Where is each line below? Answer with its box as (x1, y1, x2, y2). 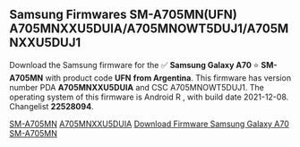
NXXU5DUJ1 (9, 35, 81, 50)
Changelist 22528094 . (9, 100, 94, 111)
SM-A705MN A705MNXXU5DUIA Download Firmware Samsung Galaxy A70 (9, 118, 289, 129)
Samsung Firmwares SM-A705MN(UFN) (9, 7, 237, 22)
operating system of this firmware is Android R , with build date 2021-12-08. (9, 91, 289, 102)
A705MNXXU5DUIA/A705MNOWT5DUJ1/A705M (9, 22, 289, 37)
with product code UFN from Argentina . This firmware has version (45, 72, 292, 83)
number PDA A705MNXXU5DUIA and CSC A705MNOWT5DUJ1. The (9, 82, 264, 92)
